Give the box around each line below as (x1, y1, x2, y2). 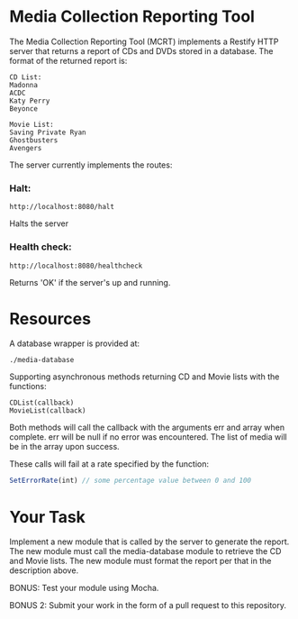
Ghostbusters (9, 135, 59, 145)
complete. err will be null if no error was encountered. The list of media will (9, 432, 287, 442)
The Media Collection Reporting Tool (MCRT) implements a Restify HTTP (9, 36, 279, 47)
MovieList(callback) (9, 406, 87, 415)
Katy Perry (9, 96, 50, 105)
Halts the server (9, 218, 69, 229)
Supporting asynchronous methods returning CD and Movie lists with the (9, 371, 280, 382)
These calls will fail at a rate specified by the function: (9, 459, 210, 469)
